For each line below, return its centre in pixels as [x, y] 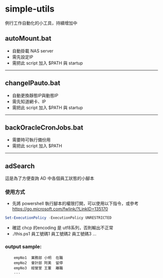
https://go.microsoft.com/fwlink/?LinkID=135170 [60, 209]
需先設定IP [23, 57]
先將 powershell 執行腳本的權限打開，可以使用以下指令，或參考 [75, 204]
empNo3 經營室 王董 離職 [38, 268]
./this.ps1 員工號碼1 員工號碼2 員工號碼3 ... [54, 234]
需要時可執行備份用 [31, 140]
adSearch [20, 166]
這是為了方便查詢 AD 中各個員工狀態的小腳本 [50, 179]
